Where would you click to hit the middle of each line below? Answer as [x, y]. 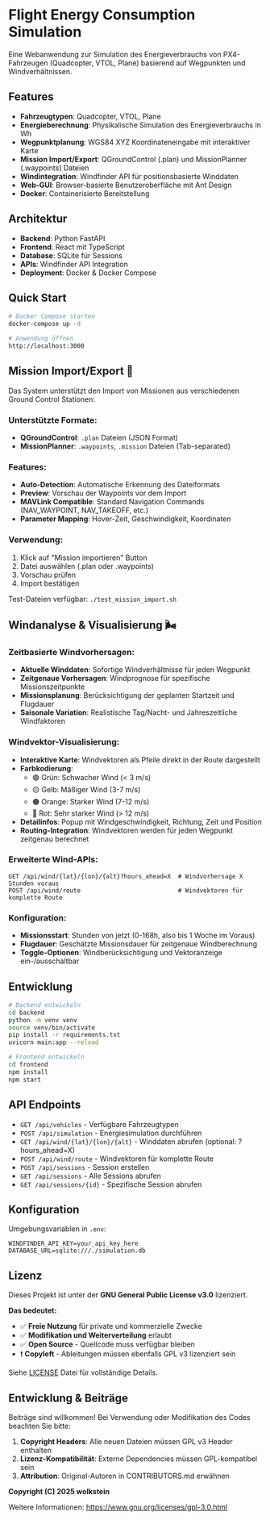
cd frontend [28, 1065]
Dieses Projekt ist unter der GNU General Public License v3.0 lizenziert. [128, 1295]
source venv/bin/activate [52, 1027]
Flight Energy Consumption [102, 15]
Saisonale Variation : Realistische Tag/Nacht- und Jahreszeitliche [129, 712]
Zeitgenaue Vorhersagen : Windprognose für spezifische [115, 679]
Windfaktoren [43, 721]
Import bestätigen [50, 583]
